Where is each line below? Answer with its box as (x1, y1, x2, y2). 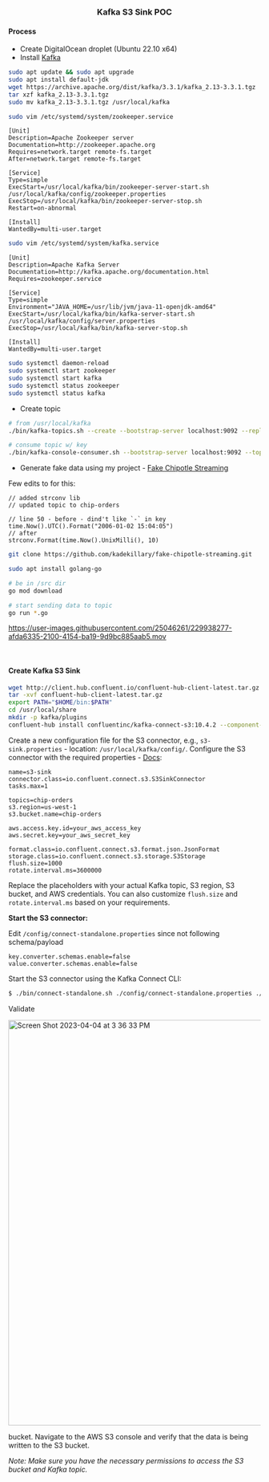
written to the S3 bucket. (8, 1440, 90, 1450)
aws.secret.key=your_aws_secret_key (8, 831, 130, 839)
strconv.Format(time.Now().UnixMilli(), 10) (8, 536, 159, 544)
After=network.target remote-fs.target (8, 155, 142, 163)
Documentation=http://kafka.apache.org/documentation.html (8, 268, 210, 276)
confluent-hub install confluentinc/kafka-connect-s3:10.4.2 (8, 721, 217, 729)
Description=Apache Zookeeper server (8, 134, 134, 142)
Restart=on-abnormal (8, 204, 78, 213)
